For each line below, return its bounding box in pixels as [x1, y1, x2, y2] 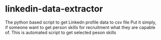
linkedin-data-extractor [5, 3, 103, 14]
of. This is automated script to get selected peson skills [5, 29, 116, 35]
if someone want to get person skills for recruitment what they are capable [5, 24, 156, 30]
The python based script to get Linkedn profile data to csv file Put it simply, [5, 19, 157, 25]
